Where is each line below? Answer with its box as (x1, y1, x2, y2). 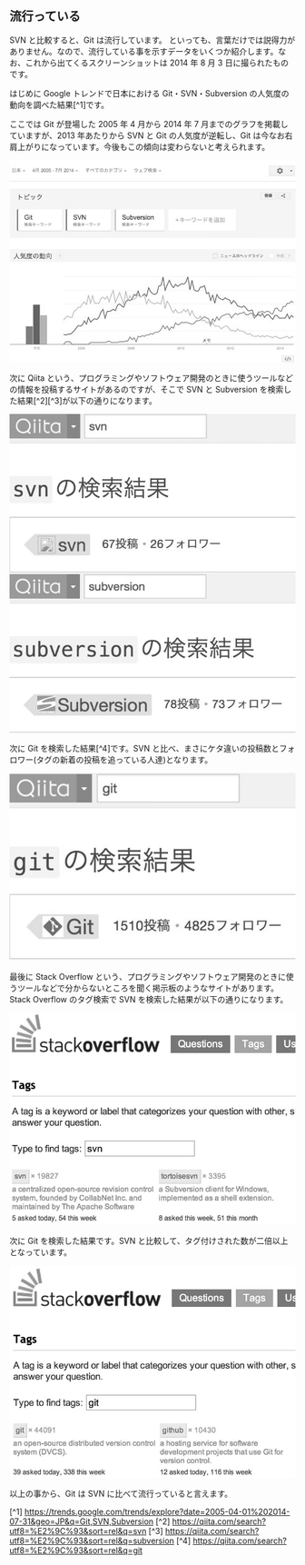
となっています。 (9, 1247, 73, 1258)
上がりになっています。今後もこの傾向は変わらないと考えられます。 (16, 141, 271, 152)
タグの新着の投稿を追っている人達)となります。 (35, 754, 213, 765)
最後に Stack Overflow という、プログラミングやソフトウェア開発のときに (9, 972, 287, 982)
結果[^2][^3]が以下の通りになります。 (16, 394, 157, 406)
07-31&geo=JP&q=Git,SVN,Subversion (9, 1516, 154, 1527)
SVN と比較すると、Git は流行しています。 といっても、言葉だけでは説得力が (9, 35, 296, 45)
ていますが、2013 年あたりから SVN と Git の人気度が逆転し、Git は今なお (9, 130, 286, 141)
